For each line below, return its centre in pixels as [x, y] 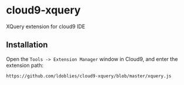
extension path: [25, 65]
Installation [27, 45]
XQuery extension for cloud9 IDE [46, 26]
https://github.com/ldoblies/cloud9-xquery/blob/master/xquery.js [89, 76]
